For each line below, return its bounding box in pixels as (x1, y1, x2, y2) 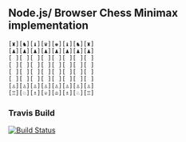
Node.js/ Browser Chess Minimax (8, 6, 178, 20)
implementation (8, 19, 89, 33)
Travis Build (8, 107, 56, 118)
